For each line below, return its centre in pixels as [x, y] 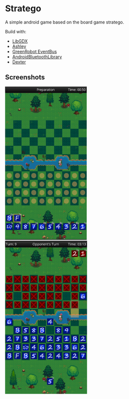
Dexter [19, 62]
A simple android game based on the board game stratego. [64, 22]
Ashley [19, 46]
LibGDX [20, 41]
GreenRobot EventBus [35, 51]
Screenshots [25, 77]
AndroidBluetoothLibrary [37, 56]
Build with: [16, 31]
